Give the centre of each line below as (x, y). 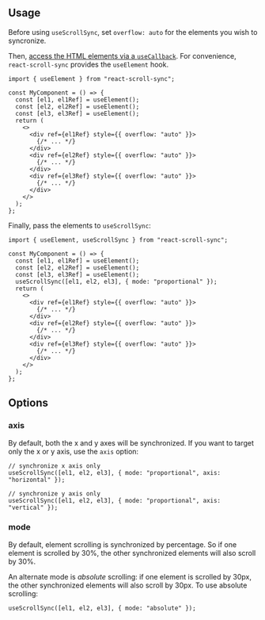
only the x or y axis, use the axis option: (74, 451)
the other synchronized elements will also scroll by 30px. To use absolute (128, 585)
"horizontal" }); (37, 480)
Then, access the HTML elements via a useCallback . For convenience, (122, 55)
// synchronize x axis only (55, 466)
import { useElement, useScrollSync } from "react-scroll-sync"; (118, 240)
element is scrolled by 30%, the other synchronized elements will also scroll (132, 553)
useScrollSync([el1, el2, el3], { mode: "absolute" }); (102, 608)
